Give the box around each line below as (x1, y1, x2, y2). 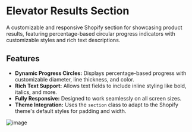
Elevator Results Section (6, 4, 130, 18)
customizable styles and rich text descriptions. (6, 36, 121, 43)
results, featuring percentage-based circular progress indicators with (6, 30, 175, 37)
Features (6, 54, 40, 64)
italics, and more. (14, 88, 58, 96)
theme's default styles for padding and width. (14, 107, 127, 114)
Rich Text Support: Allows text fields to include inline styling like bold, (14, 82, 187, 89)
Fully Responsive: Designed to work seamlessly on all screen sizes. (14, 95, 182, 102)
